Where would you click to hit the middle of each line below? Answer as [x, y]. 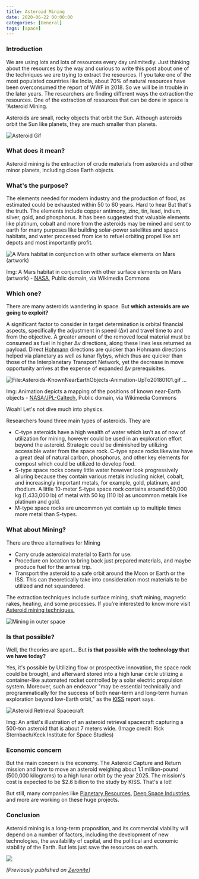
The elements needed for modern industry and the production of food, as [96, 198]
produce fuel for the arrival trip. [53, 567]
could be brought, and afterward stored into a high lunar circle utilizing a [94, 674]
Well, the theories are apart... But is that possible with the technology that [98, 650]
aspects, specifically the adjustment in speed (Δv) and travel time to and [94, 331]
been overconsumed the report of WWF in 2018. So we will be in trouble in [97, 87]
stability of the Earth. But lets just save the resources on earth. [82, 847]
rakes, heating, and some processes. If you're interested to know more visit [98, 603]
